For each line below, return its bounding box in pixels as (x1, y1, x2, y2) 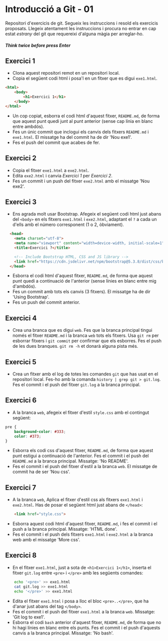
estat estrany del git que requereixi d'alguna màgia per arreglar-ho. (5, 31, 144, 37)
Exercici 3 (5, 197, 36, 206)
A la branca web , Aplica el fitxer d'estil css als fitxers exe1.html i (12, 497, 143, 503)
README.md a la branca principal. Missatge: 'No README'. (12, 458, 129, 464)
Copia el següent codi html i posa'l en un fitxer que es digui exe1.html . (12, 75, 157, 81)
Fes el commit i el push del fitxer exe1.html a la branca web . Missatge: (12, 608, 155, 614)
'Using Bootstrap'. (12, 294, 49, 300)
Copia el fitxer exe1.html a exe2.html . (12, 167, 89, 173)
